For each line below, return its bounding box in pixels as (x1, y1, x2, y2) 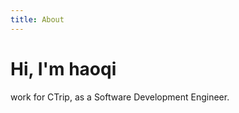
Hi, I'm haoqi (10, 57, 117, 80)
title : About (10, 14, 65, 25)
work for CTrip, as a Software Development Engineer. (10, 91, 230, 103)
